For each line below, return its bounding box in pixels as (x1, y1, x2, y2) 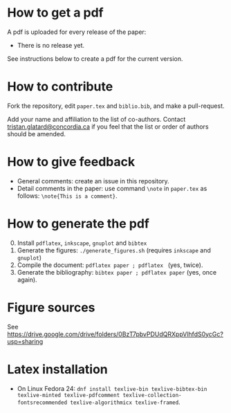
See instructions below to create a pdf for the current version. (7, 54, 183, 63)
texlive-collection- (122, 392, 182, 398)
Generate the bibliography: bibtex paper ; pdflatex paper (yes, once (17, 268, 216, 276)
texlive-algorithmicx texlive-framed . (70, 398, 181, 406)
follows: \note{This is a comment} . (17, 192, 118, 200)
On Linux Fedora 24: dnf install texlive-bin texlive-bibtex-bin (17, 384, 207, 392)
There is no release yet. (17, 41, 85, 49)
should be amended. (7, 129, 66, 138)
